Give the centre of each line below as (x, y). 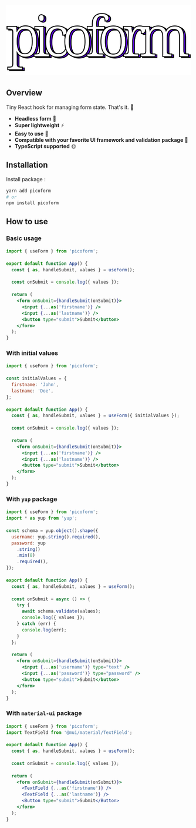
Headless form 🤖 (36, 118)
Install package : (26, 179)
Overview (24, 93)
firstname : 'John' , (35, 385)
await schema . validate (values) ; (61, 611)
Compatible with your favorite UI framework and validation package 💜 (101, 139)
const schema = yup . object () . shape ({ (52, 531)
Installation (27, 165)
